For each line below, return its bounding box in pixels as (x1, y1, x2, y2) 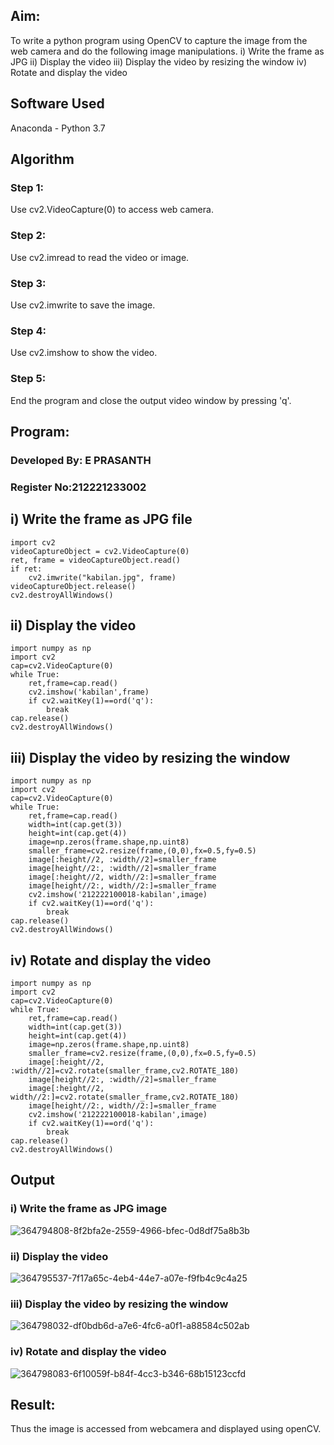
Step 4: (10, 324, 47, 338)
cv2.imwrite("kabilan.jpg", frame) (28, 572, 177, 583)
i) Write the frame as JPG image (10, 1202, 168, 1216)
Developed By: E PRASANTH (10, 453, 152, 467)
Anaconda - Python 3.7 (10, 122, 106, 134)
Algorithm (10, 151, 75, 168)
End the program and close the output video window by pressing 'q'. (10, 394, 292, 406)
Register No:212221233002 (10, 480, 147, 494)
